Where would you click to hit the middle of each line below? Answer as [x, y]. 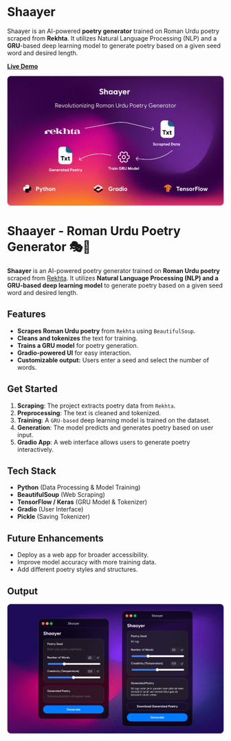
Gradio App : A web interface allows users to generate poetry [103, 442]
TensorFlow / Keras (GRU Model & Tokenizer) [82, 502]
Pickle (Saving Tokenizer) [54, 517]
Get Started [32, 389]
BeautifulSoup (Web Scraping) [61, 495]
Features [26, 314]
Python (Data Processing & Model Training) [79, 487]
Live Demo [23, 66]
